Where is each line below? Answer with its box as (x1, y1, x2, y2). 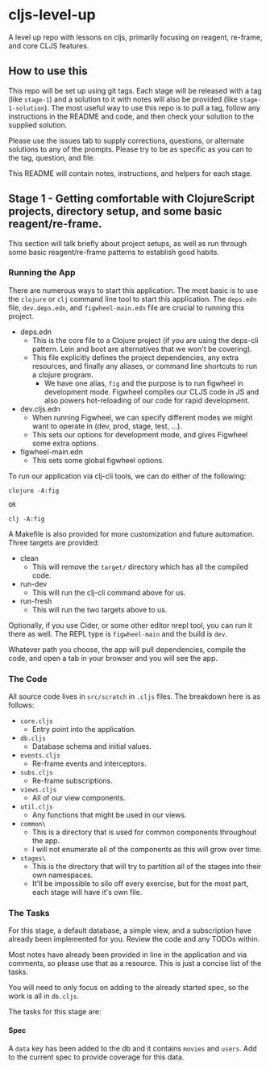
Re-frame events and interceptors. (31, 759, 147, 768)
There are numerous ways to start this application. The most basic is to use (8, 285, 259, 295)
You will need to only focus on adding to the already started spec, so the (8, 983, 249, 993)
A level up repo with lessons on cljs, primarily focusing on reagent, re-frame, (8, 32, 263, 42)
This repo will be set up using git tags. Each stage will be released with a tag (8, 86, 262, 95)
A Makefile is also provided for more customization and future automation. (8, 529, 255, 538)
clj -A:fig (8, 515, 45, 523)
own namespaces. (31, 870, 93, 880)
